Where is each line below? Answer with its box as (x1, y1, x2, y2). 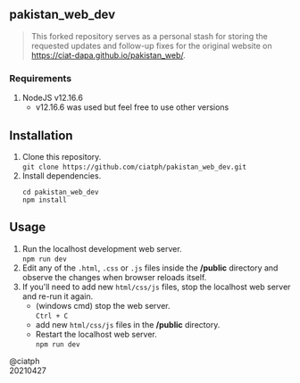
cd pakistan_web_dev (21, 187, 99, 196)
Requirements (9, 71, 72, 84)
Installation (9, 128, 73, 143)
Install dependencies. (21, 170, 102, 181)
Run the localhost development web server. (21, 243, 182, 254)
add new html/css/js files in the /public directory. (35, 319, 221, 329)
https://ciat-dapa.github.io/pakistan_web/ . (30, 49, 186, 61)
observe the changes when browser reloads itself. (21, 271, 207, 282)
